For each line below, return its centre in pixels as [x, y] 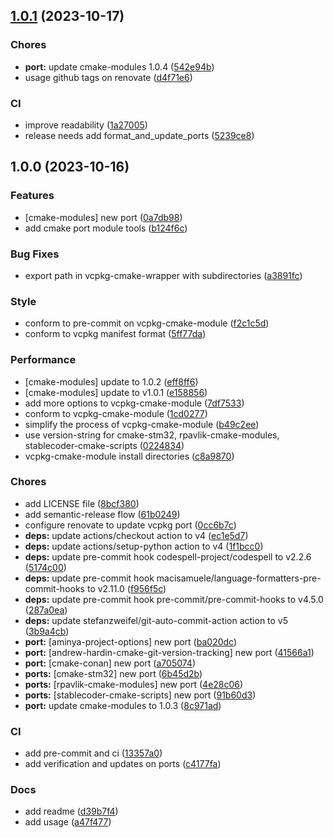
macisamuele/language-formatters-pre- [239, 578]
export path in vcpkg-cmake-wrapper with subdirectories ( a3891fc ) [163, 275]
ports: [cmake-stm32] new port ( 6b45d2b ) [113, 673]
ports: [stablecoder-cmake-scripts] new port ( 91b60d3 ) [140, 695]
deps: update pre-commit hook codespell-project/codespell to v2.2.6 [168, 556]
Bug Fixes [35, 254]
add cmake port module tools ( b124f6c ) [106, 228]
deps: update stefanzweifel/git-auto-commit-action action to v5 [156, 620]
